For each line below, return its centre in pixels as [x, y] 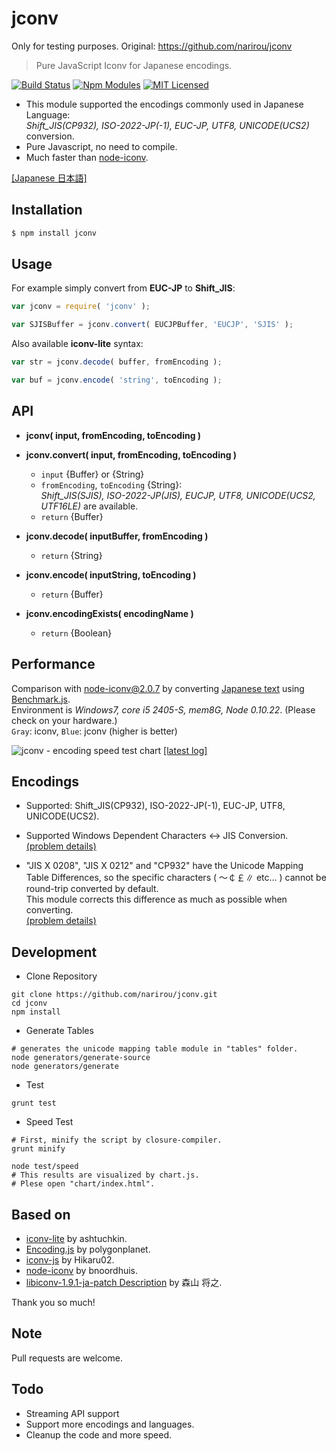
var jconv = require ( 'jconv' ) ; [81, 307]
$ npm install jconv [54, 233]
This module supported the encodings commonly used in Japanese [164, 104]
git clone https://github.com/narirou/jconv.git [114, 995]
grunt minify [38, 1149]
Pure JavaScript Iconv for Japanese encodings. [134, 65]
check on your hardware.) [64, 720]
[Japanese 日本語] [49, 178]
